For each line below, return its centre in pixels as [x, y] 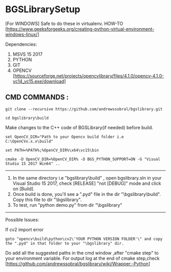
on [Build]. [23, 189]
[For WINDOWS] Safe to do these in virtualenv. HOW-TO [64, 23]
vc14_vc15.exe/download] [39, 81]
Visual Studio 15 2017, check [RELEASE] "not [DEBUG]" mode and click [87, 183]
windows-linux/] [22, 34]
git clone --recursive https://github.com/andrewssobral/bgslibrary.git [84, 109]
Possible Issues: [22, 219]
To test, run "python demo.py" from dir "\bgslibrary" [67, 205]
